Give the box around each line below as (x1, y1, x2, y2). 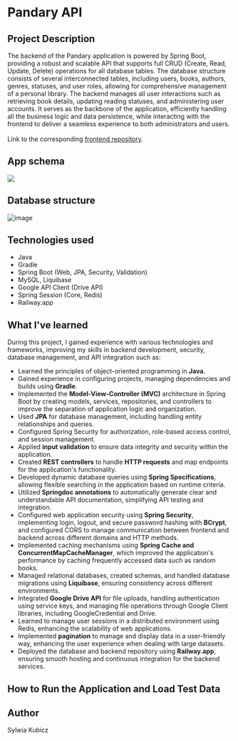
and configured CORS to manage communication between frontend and (17, 526, 229, 534)
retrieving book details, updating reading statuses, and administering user (7, 97, 224, 105)
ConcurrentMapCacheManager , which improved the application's (17, 549, 214, 557)
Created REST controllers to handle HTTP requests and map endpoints (17, 457, 229, 467)
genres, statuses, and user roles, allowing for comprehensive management (7, 82, 227, 90)
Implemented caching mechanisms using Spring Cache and (17, 541, 195, 549)
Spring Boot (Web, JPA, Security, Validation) (17, 268, 148, 276)
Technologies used (7, 234, 94, 247)
